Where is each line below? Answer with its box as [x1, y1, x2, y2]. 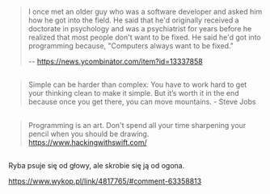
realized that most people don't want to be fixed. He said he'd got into [27, 32, 261, 42]
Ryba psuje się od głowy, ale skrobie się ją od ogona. [8, 161, 185, 171]
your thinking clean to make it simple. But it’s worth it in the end [27, 89, 240, 98]
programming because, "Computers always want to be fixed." [27, 41, 234, 51]
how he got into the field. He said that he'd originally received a [27, 15, 240, 25]
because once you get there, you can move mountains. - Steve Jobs [27, 97, 256, 107]
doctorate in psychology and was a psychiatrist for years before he [27, 24, 252, 33]
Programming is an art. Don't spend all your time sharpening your [27, 120, 247, 130]
